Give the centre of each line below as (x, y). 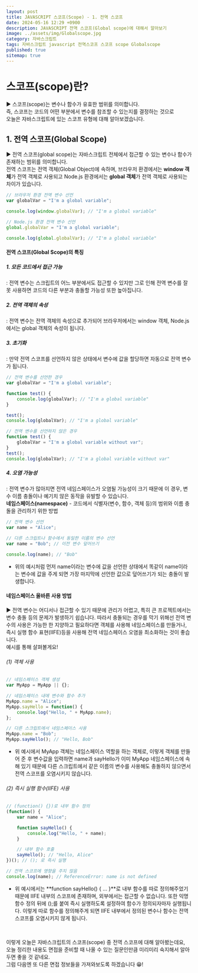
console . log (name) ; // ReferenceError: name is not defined (82, 876)
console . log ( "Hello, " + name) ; (67, 833)
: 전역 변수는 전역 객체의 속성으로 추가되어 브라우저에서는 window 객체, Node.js (98, 321)
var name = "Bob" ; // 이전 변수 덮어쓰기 (53, 544)
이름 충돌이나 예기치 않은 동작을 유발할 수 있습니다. (70, 496)
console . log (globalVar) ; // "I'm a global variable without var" (88, 459)
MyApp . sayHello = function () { (44, 707)
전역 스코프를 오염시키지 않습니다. (53, 773)
